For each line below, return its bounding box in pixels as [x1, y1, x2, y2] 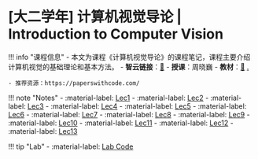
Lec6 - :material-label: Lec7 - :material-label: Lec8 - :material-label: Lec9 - [8, 109, 250, 119]
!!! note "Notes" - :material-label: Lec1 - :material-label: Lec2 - [8, 93, 209, 102]
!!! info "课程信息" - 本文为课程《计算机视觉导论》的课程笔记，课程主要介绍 [8, 52, 251, 61]
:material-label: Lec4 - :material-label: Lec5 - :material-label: [50, 101, 247, 111]
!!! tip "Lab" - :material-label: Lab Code [8, 142, 134, 151]
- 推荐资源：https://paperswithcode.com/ [8, 79, 140, 87]
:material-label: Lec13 [8, 126, 78, 135]
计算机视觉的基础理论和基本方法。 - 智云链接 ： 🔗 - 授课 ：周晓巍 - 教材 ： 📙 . [8, 61, 249, 72]
